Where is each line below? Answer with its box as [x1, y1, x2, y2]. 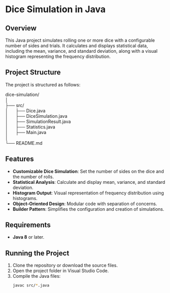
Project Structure [5, 68, 61, 77]
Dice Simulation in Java [5, 4, 106, 15]
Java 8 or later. [12, 234, 45, 240]
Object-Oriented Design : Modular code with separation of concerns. [12, 201, 157, 207]
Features [5, 155, 34, 164]
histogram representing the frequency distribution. [5, 53, 111, 59]
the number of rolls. [12, 174, 54, 180]
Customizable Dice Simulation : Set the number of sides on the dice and [12, 168, 164, 174]
